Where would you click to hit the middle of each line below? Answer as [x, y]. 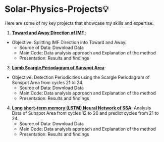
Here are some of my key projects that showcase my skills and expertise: [79, 23]
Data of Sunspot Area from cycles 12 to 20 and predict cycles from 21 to [85, 113]
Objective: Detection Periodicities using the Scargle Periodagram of [81, 77]
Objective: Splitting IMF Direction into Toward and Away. [69, 42]
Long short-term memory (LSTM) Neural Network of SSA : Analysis [82, 108]
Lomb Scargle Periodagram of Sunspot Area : [59, 67]
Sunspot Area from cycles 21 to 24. [48, 82]
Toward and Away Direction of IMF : [49, 33]
